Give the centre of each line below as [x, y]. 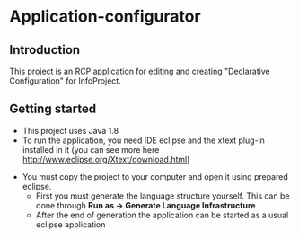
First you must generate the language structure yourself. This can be [163, 196]
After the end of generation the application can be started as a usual [162, 215]
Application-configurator [105, 17]
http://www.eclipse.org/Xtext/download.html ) [106, 159]
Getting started [53, 109]
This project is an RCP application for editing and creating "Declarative [140, 71]
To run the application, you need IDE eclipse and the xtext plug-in [143, 140]
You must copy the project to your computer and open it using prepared [155, 176]
